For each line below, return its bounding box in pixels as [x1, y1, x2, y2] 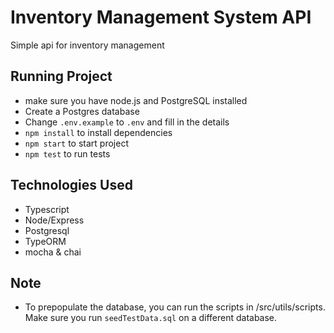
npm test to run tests [24, 147, 111, 160]
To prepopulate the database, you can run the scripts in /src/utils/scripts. [24, 301, 326, 313]
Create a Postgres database [24, 105, 140, 117]
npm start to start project [24, 137, 129, 149]
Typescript [24, 203, 70, 215]
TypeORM [24, 235, 67, 247]
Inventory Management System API [10, 6, 312, 29]
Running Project [10, 68, 113, 85]
